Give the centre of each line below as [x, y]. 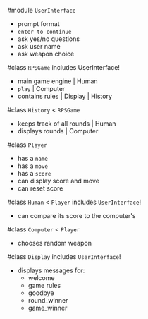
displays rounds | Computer [58, 131]
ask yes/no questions [48, 39]
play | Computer [41, 89]
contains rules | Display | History [65, 96]
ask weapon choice [46, 54]
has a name [32, 158]
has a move [32, 166]
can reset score [40, 188]
